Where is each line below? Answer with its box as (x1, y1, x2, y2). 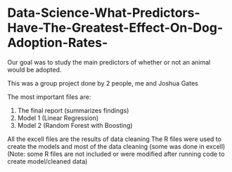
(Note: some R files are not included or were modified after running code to (7, 150, 225, 158)
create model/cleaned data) (7, 157, 88, 166)
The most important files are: (7, 93, 91, 101)
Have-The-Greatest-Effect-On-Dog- (7, 20, 224, 36)
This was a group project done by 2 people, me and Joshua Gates (7, 79, 198, 87)
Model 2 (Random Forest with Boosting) (17, 121, 133, 129)
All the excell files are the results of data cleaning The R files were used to (7, 135, 221, 143)
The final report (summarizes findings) (17, 106, 129, 114)
